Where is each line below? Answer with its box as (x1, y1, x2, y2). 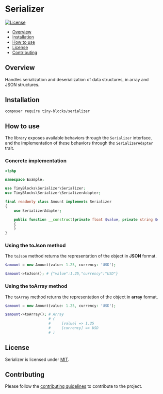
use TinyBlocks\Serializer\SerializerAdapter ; (5, 190, 101, 195)
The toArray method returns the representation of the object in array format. (5, 294, 158, 300)
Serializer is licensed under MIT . (5, 356, 69, 362)
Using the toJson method (5, 242, 66, 249)
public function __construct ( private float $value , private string (14, 217, 153, 222)
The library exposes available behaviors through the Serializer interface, (5, 135, 152, 141)
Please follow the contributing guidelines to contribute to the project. (5, 383, 142, 389)
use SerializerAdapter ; (14, 208, 62, 213)
